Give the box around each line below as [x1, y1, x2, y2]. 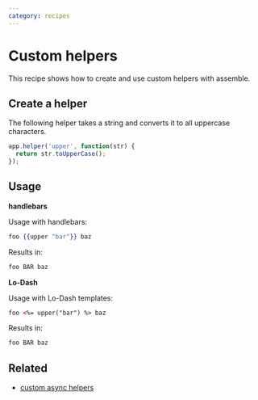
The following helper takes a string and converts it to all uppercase [8, 118, 231, 128]
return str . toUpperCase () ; [15, 150, 106, 158]
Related [8, 361, 48, 375]
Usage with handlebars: [8, 217, 87, 226]
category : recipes [8, 11, 70, 20]
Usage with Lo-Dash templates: [8, 293, 114, 303]
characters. [8, 127, 47, 137]
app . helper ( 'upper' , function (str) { [8, 142, 135, 150]
